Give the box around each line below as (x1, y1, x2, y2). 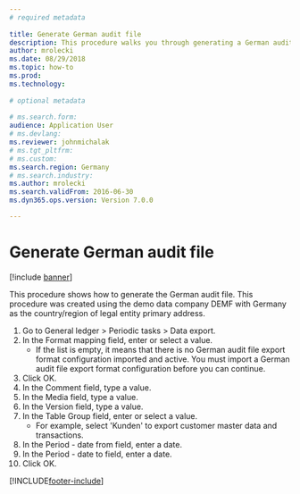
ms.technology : (9, 80, 66, 88)
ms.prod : (9, 71, 42, 80)
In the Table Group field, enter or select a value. (21, 410, 198, 421)
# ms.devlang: (9, 130, 62, 138)
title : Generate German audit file (9, 29, 142, 38)
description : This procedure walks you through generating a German (9, 38, 270, 47)
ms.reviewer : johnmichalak (9, 138, 110, 147)
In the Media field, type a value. (21, 391, 138, 402)
